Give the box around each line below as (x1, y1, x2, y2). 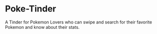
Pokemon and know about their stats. (5, 24, 80, 30)
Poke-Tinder (5, 3, 56, 14)
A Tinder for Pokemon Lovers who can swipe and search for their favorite (5, 19, 152, 25)
